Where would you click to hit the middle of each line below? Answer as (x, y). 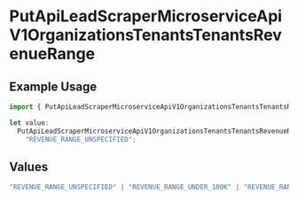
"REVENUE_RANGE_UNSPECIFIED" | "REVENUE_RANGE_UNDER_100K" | (125, 188)
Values (29, 167)
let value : (29, 123)
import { (25, 107)
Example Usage (53, 86)
